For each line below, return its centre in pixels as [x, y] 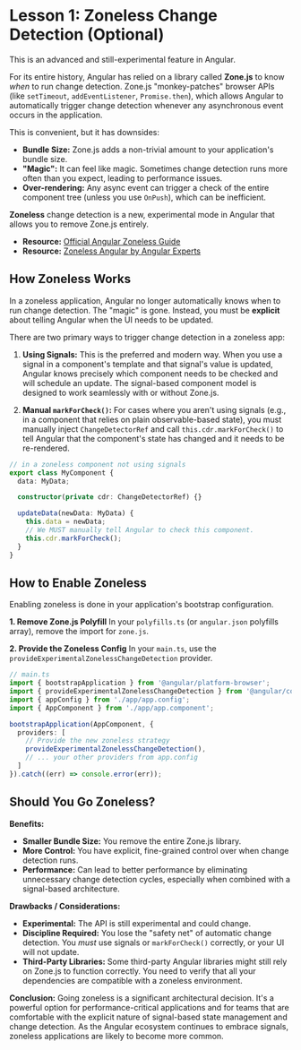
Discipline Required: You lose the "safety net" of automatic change [146, 933]
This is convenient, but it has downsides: [84, 132]
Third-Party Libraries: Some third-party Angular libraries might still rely [155, 961]
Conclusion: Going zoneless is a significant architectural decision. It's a [142, 998]
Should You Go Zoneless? [82, 802]
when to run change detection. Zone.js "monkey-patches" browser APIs [142, 86]
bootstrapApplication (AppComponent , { [82, 724]
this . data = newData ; [65, 522]
